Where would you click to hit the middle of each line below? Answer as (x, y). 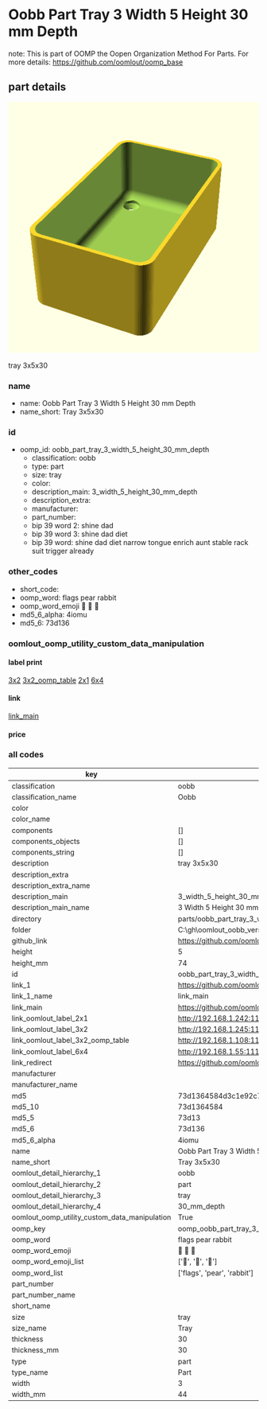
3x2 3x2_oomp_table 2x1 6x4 (56, 680)
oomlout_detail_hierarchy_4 (56, 1206)
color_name (31, 819)
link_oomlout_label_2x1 (50, 1018)
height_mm (30, 963)
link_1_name (32, 996)
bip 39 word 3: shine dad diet (80, 534)
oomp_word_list (37, 1273)
